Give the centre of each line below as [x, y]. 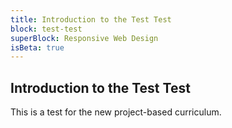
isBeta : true [37, 47]
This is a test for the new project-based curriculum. [116, 112]
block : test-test [46, 29]
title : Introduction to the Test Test [91, 19]
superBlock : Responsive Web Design [84, 38]
